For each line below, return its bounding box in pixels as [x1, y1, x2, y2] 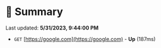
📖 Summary [5, 5, 63, 19]
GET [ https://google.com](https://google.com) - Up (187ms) [13, 35, 156, 42]
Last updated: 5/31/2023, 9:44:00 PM [5, 24, 99, 31]
